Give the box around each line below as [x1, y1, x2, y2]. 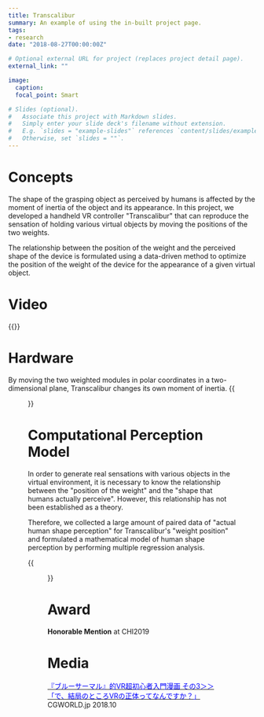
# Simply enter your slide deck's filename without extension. [8, 119, 226, 128]
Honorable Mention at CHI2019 [47, 627, 150, 636]
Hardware [8, 349, 74, 366]
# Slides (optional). [8, 105, 79, 113]
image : [8, 76, 30, 84]
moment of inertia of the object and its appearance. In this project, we [8, 202, 234, 212]
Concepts [8, 168, 73, 186]
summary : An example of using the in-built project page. [8, 19, 202, 27]
